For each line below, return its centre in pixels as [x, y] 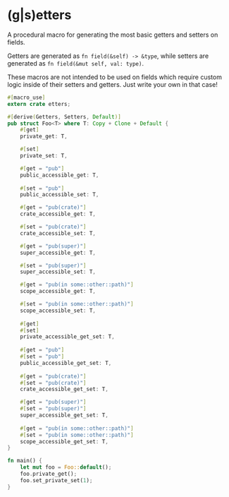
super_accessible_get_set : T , [64, 415]
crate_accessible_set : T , [58, 233]
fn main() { [25, 461]
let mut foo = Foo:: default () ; [66, 467]
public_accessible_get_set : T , [66, 363]
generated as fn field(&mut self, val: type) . [76, 63]
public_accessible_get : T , [60, 175]
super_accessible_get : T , [58, 253]
